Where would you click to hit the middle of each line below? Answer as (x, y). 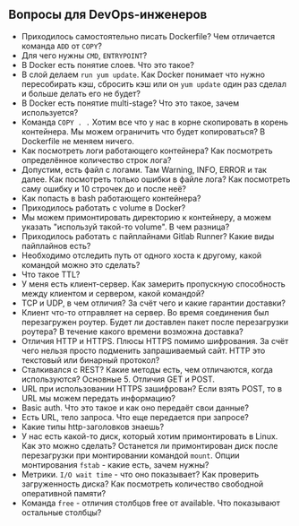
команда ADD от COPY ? (61, 46)
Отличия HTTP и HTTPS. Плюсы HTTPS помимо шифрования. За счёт (155, 341)
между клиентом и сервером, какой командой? (113, 293)
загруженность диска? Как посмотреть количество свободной (142, 484)
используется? (50, 112)
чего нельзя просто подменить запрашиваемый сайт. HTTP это (143, 350)
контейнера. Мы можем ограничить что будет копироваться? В (143, 131)
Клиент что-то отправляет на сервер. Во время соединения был (145, 312)
